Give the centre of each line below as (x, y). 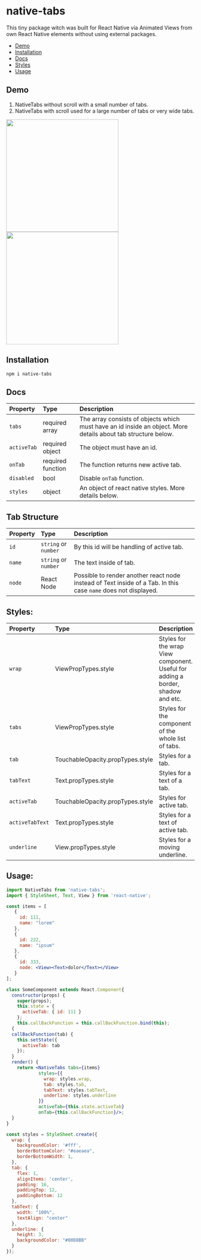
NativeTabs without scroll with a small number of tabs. (81, 104)
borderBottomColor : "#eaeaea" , (56, 1151)
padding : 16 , (33, 1184)
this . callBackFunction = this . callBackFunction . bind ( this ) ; (93, 1023)
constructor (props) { (39, 995)
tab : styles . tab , (65, 1084)
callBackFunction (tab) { (42, 1034)
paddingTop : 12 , (37, 1190)
